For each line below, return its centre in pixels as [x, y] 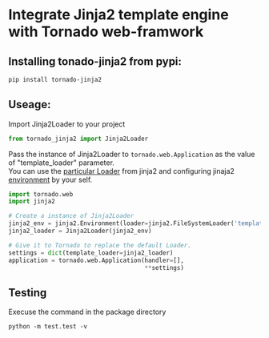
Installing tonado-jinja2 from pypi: [95, 61]
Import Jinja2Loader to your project [67, 124]
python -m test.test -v [48, 327]
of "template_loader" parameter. [61, 163]
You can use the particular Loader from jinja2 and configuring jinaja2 [121, 171]
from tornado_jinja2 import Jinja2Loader [78, 139]
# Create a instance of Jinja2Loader [71, 216]
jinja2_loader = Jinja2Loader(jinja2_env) [80, 231]
